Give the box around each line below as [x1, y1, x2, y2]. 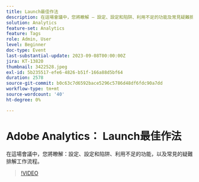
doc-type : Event [6, 47, 46, 53]
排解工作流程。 [6, 158, 43, 165]
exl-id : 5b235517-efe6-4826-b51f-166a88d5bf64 [6, 69, 123, 75]
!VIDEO [20, 170, 38, 177]
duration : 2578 [6, 75, 44, 81]
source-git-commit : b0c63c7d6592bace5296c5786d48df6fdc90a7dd [6, 81, 163, 87]
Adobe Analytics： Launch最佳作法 [6, 129, 182, 143]
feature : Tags [6, 31, 41, 37]
